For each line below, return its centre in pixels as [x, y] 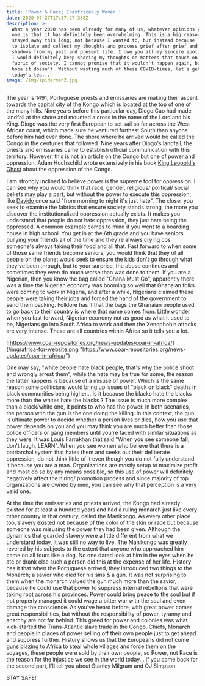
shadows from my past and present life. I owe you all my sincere [98, 52]
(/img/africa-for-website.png [42, 349]
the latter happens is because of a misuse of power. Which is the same [95, 381]
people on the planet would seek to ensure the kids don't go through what [99, 259]
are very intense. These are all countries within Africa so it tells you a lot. [98, 331]
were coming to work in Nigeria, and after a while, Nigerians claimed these [100, 292]
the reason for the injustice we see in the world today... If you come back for [102, 660]
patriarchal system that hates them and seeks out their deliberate [88, 452]
